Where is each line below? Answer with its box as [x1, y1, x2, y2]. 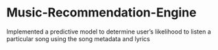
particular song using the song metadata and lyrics [6, 34, 150, 42]
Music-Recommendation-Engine [6, 5, 197, 21]
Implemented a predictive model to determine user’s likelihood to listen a [6, 27, 212, 36]
